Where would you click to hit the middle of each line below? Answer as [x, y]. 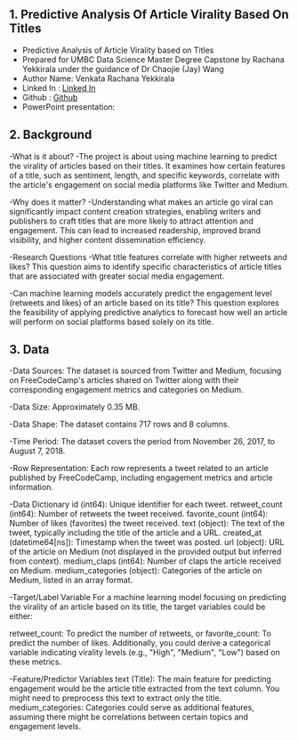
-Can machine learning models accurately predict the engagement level [141, 293]
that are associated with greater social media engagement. [117, 276]
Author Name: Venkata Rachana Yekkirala [98, 78]
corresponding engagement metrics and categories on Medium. [126, 390]
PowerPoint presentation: [68, 107]
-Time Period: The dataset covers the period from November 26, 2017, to [142, 442]
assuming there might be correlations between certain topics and [129, 717]
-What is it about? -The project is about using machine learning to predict [143, 156]
